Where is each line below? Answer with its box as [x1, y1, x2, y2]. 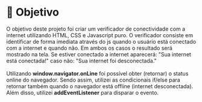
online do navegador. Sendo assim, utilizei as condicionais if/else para [6, 76, 181, 83]
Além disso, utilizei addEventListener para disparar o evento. [6, 89, 159, 96]
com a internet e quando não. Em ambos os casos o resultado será [6, 44, 173, 52]
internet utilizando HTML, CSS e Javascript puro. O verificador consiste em [6, 31, 194, 38]
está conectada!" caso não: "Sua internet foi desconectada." [6, 57, 157, 64]
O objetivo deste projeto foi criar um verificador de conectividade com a [6, 25, 186, 32]
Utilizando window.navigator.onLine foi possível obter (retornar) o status [6, 70, 189, 77]
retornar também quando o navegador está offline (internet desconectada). [6, 82, 194, 89]
